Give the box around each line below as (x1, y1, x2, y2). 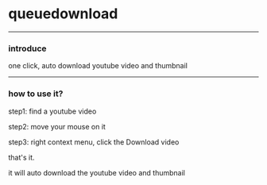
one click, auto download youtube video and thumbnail (8, 61, 188, 71)
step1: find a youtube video (8, 106, 97, 116)
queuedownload (8, 5, 118, 23)
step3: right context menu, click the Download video (8, 137, 180, 147)
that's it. (8, 152, 35, 162)
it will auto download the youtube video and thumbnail (8, 168, 185, 177)
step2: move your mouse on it (8, 121, 106, 131)
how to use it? (8, 88, 64, 99)
